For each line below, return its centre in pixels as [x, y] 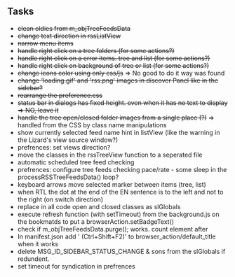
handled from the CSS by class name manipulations [92, 125]
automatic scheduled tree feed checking [76, 162]
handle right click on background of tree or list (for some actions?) [113, 65]
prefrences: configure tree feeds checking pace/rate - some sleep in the [122, 169]
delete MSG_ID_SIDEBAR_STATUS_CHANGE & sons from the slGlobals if [121, 251]
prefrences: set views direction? [64, 147]
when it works [38, 243]
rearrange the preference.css [60, 95]
